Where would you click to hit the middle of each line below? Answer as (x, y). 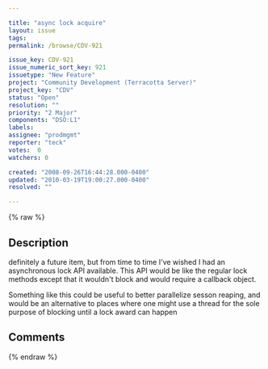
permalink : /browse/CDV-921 (56, 45)
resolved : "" (30, 187)
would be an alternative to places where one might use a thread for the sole (134, 303)
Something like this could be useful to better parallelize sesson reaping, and (134, 295)
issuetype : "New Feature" (52, 75)
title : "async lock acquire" (57, 23)
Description (38, 243)
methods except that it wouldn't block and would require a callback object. (132, 279)
